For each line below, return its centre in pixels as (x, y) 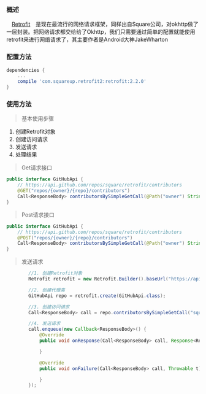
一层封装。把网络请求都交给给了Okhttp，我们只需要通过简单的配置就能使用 (101, 32)
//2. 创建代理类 (47, 290)
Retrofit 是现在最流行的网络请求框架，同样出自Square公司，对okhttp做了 (105, 24)
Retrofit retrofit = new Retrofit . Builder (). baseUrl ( (98, 279)
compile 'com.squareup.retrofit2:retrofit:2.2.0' (82, 82)
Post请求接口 (38, 214)
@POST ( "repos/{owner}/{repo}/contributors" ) (75, 238)
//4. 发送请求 (44, 323)
